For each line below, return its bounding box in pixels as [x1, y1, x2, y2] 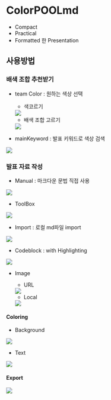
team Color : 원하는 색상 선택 [14, 90, 83, 97]
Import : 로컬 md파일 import [14, 223, 81, 230]
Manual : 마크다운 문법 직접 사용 [14, 177, 90, 184]
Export [6, 374, 24, 381]
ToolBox [14, 200, 35, 207]
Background [14, 327, 45, 334]
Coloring [6, 313, 28, 320]
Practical [14, 29, 37, 36]
